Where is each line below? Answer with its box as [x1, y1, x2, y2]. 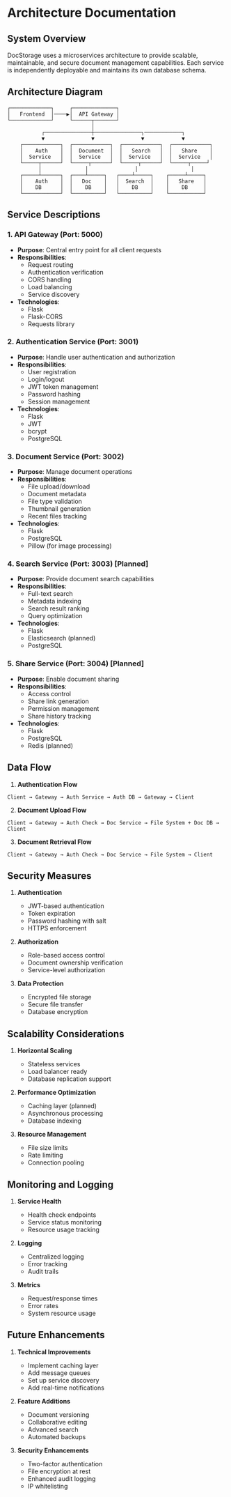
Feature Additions [17, 1397, 71, 1405]
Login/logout [27, 375, 65, 383]
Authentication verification [27, 268, 104, 276]
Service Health [17, 1197, 62, 1205]
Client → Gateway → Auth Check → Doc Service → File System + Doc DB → [7, 819, 219, 827]
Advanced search [27, 1425, 79, 1434]
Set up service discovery [27, 1376, 99, 1384]
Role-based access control [27, 951, 106, 960]
